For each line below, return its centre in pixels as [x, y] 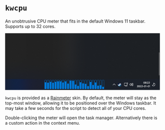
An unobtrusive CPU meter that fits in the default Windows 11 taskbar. [75, 21]
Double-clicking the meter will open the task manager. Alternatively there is [81, 118]
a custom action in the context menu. [42, 123]
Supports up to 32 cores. [30, 26]
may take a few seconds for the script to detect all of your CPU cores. [76, 108]
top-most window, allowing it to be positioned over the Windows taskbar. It [81, 103]
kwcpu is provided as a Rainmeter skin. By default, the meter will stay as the [81, 98]
